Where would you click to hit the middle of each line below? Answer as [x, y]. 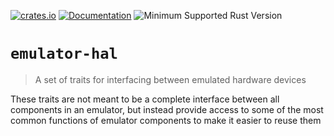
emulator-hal [64, 54]
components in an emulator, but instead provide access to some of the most [167, 109]
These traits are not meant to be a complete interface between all [145, 99]
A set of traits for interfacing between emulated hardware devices [170, 79]
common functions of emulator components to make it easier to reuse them [166, 120]
